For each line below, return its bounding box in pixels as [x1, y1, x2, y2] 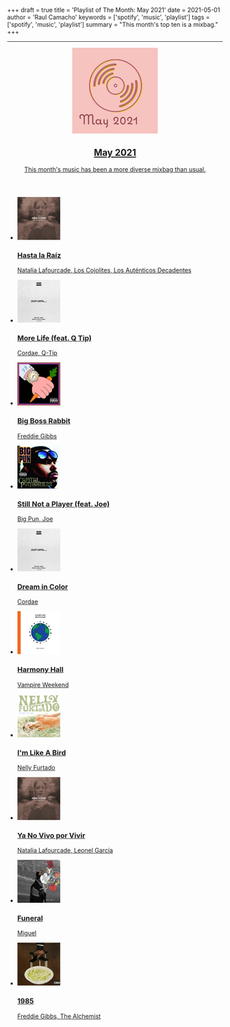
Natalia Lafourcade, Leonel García [16, 847, 114, 855]
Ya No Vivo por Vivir [16, 830, 86, 840]
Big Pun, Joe [16, 515, 53, 523]
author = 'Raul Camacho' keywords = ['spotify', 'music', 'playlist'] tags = [7, 13, 210, 21]
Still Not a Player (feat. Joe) [16, 499, 110, 508]
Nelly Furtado [16, 763, 56, 771]
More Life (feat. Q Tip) [16, 333, 92, 343]
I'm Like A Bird [16, 748, 66, 757]
